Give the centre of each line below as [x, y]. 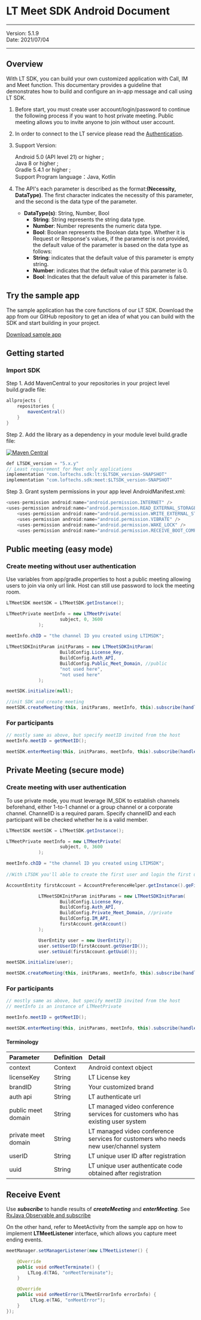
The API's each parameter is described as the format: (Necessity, [95, 189]
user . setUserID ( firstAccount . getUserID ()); [93, 946]
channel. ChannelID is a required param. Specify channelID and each [91, 813]
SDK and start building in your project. [53, 323]
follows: [42, 251]
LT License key [109, 1077]
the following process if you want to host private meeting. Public [94, 116]
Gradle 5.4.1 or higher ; [43, 170]
